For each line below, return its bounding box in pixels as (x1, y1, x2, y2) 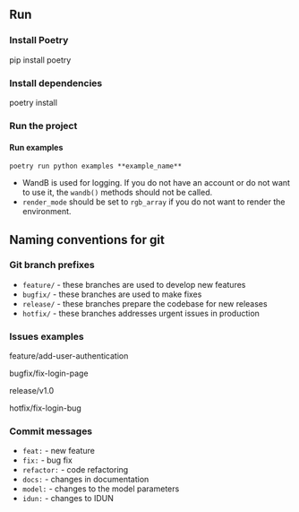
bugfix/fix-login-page (9, 368, 89, 379)
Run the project (9, 119, 78, 132)
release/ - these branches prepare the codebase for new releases (21, 298, 268, 308)
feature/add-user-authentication (9, 351, 129, 361)
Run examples (9, 142, 64, 152)
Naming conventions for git (9, 232, 166, 247)
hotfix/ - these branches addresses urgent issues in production (21, 308, 260, 318)
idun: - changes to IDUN (21, 493, 114, 504)
